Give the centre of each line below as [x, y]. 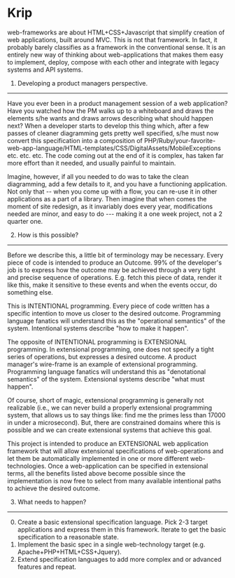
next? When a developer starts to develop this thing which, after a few [108, 126]
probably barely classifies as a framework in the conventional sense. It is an [116, 47]
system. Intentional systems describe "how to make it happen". [98, 328]
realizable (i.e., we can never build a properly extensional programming [110, 408]
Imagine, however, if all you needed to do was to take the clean [98, 176]
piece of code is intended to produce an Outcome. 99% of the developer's [115, 262]
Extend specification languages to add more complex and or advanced [119, 559]
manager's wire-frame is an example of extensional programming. [102, 364]
